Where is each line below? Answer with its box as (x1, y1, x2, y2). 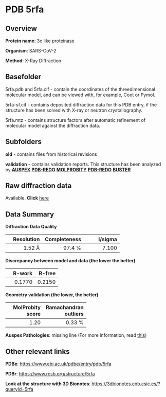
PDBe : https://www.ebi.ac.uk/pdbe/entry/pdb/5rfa (5, 361, 112, 367)
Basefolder (5, 73, 42, 81)
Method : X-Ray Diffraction (5, 58, 62, 64)
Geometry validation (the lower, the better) (5, 292, 99, 298)
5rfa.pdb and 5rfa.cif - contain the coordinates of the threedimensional (5, 86, 156, 92)
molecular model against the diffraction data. (5, 122, 100, 129)
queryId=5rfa (5, 386, 33, 392)
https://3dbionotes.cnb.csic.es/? (91, 381, 160, 387)
